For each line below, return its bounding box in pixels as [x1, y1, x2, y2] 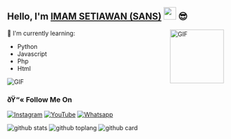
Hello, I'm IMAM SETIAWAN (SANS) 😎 [7, 11, 188, 23]
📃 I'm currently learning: [7, 29, 76, 37]
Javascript [16, 50, 47, 58]
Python [16, 42, 38, 50]
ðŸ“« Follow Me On [7, 94, 72, 104]
